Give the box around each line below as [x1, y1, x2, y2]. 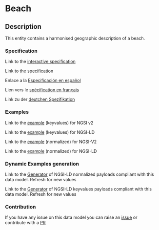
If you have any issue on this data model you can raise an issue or [5, 214, 138, 220]
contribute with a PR [5, 220, 46, 226]
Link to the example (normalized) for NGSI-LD [5, 148, 97, 154]
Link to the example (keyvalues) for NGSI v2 [5, 120, 94, 125]
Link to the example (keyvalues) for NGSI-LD [5, 129, 95, 135]
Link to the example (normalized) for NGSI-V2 [5, 139, 97, 145]
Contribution [5, 203, 36, 210]
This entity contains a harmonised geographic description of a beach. [5, 35, 145, 41]
